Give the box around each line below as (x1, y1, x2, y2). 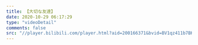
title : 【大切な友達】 (6, 8, 56, 15)
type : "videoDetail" (6, 19, 57, 25)
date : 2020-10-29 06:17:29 (6, 14, 72, 20)
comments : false (6, 25, 46, 31)
